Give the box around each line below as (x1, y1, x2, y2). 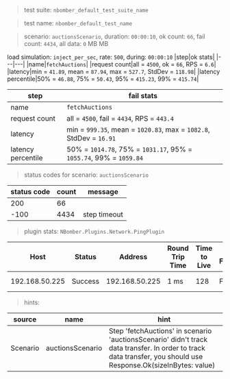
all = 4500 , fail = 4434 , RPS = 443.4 (66, 114, 175, 123)
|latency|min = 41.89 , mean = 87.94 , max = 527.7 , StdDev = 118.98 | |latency (7, 68, 220, 75)
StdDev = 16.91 (66, 134, 116, 143)
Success (71, 277, 100, 286)
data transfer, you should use (108, 352, 203, 361)
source (13, 315, 37, 324)
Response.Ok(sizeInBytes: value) (108, 360, 216, 369)
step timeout (83, 210, 123, 219)
